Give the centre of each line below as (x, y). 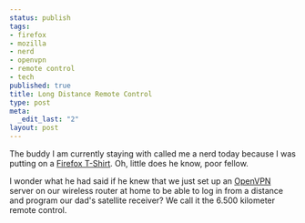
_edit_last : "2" (48, 119)
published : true (40, 86)
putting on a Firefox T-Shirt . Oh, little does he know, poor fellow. (129, 163)
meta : (20, 111)
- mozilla (28, 43)
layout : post (34, 128)
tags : (20, 26)
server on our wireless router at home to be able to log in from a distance (147, 191)
